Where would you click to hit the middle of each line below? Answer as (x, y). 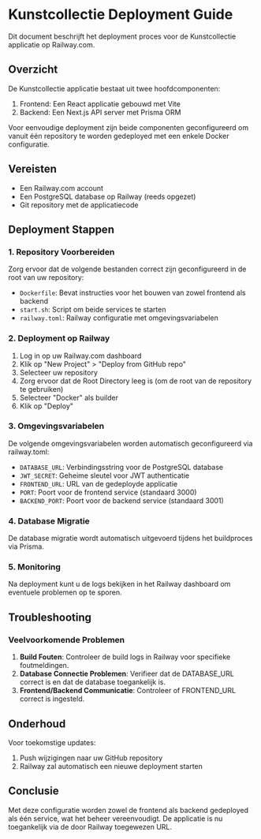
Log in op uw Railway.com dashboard (80, 356)
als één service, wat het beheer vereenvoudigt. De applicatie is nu (116, 818)
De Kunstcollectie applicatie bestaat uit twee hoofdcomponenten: (114, 88)
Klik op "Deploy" (46, 406)
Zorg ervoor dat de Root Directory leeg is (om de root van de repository (136, 381)
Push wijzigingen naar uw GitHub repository (91, 758)
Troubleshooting (50, 617)
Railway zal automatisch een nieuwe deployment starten (111, 766)
